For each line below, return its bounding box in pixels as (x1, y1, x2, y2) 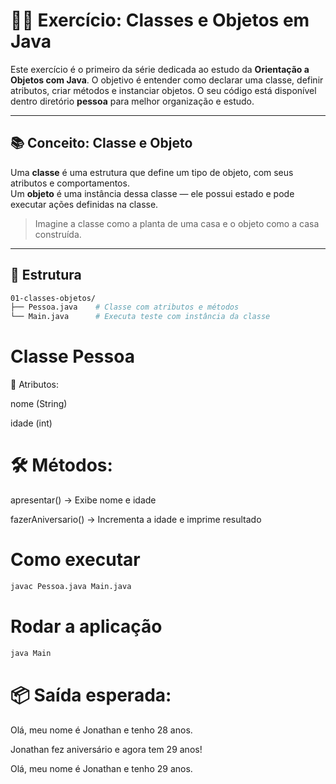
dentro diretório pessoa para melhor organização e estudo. (10, 95, 255, 107)
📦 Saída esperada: (10, 684, 172, 706)
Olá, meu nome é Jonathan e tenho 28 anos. (10, 724, 193, 736)
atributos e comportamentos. (10, 177, 130, 189)
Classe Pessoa (10, 345, 135, 368)
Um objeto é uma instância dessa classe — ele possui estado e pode (10, 187, 295, 199)
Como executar (10, 549, 141, 571)
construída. (34, 228, 82, 240)
